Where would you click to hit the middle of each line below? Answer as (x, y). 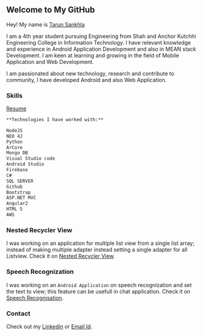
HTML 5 (14, 209)
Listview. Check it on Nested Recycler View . (61, 256)
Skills (14, 95)
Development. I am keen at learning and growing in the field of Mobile (93, 55)
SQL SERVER (20, 181)
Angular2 (17, 204)
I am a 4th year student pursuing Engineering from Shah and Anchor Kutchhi (101, 36)
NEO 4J (14, 136)
